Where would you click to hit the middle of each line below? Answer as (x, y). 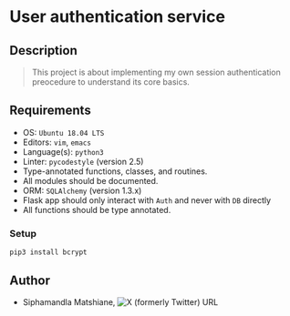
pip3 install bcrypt (49, 252)
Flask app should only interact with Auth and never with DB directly (147, 200)
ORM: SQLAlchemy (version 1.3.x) (82, 190)
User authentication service (118, 17)
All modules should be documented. (90, 180)
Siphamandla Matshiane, (69, 301)
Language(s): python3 (63, 151)
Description (43, 51)
